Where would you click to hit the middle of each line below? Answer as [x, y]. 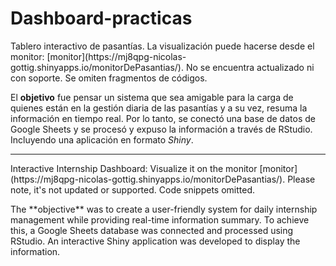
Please [301, 179]
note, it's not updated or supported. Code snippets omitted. [133, 189]
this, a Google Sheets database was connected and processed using [152, 230]
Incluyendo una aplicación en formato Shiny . [102, 139]
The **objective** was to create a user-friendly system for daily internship [164, 209]
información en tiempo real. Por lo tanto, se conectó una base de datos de [163, 118]
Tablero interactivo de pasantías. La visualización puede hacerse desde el [162, 46]
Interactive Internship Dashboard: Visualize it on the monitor [134, 168]
